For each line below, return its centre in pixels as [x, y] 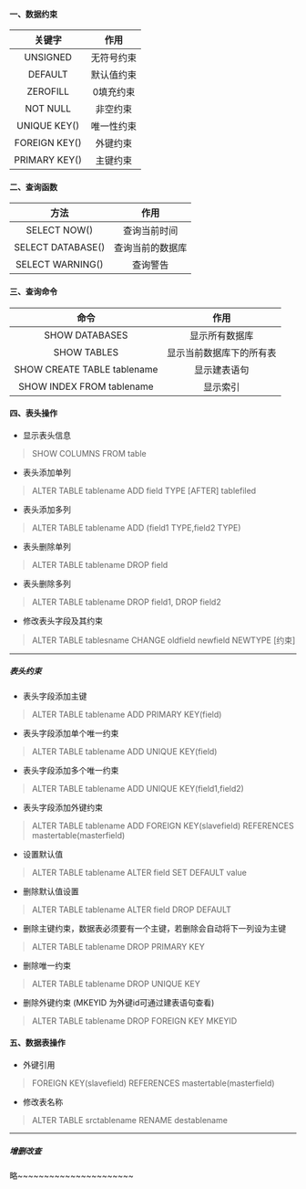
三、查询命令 [33, 291]
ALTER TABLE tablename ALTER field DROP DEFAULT [132, 910]
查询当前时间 [150, 231]
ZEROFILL [48, 91]
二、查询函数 [33, 186]
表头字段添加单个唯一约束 [71, 733]
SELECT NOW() [60, 230]
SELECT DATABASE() [60, 247]
